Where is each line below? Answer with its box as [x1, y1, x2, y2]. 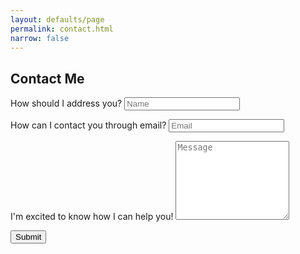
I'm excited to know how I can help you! [10, 211, 174, 223]
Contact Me [10, 70, 85, 87]
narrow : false [10, 33, 70, 43]
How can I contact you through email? [10, 119, 167, 131]
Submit [15, 232, 42, 243]
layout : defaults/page [10, 14, 105, 25]
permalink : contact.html [10, 24, 114, 34]
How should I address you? [10, 97, 123, 110]
